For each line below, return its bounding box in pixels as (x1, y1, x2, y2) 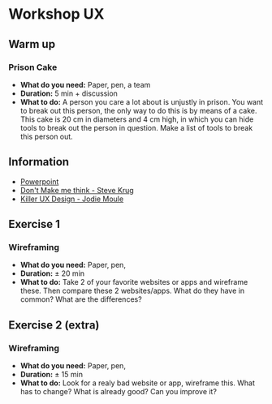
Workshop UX (8, 5, 105, 24)
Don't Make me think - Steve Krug (19, 185, 134, 195)
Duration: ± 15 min (19, 370, 84, 380)
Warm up (8, 37, 55, 51)
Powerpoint (19, 176, 59, 187)
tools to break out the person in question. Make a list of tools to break (19, 122, 253, 132)
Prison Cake (8, 62, 58, 73)
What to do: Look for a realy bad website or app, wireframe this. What (19, 378, 256, 388)
